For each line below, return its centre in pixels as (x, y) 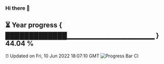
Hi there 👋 (18, 8)
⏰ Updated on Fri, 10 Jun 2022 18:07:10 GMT (52, 56)
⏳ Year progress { (34, 25)
